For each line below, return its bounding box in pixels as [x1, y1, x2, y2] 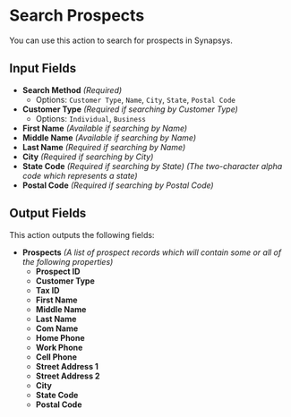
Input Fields [9, 61, 77, 76]
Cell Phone [35, 351, 78, 362]
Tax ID [35, 285, 60, 295]
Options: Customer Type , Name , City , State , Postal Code [35, 94, 235, 105]
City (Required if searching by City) [21, 151, 154, 162]
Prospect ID [35, 266, 81, 277]
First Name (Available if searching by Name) [21, 123, 188, 133]
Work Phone [35, 342, 83, 353]
